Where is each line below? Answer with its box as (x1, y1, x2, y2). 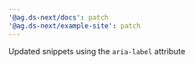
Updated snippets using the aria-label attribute (8, 45, 186, 56)
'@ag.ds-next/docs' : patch (8, 12, 109, 22)
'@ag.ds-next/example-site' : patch (8, 21, 141, 30)
